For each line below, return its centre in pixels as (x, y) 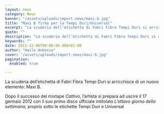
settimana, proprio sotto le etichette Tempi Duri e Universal (64, 107)
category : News (20, 14)
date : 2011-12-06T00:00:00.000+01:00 (43, 46)
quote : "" (15, 32)
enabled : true (24, 64)
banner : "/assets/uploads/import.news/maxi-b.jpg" (58, 18)
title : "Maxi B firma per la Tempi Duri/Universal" (59, 23)
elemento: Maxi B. (23, 87)
